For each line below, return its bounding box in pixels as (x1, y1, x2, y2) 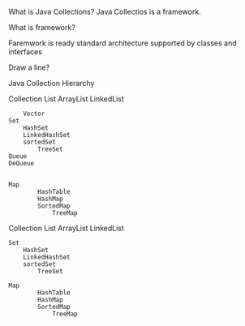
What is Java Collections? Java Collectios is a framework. (8, 7, 201, 16)
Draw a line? (8, 62, 50, 72)
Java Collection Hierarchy (8, 79, 95, 88)
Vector (23, 109, 45, 118)
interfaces (8, 47, 43, 56)
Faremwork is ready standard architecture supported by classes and (8, 38, 237, 48)
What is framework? (8, 23, 75, 32)
